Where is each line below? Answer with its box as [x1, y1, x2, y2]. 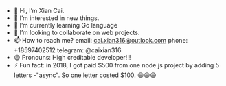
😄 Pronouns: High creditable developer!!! [13, 54, 131, 61]
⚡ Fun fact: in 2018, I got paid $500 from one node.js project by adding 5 [13, 61, 220, 69]
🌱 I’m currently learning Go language [13, 21, 118, 29]
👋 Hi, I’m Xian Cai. [13, 7, 65, 14]
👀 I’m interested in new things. [13, 14, 100, 22]
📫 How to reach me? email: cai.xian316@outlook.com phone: [13, 36, 188, 44]
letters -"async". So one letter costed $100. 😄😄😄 [13, 71, 157, 79]
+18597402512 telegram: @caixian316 [13, 46, 122, 54]
